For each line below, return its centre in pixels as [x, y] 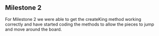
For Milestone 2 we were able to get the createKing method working [73, 19]
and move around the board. [34, 29]
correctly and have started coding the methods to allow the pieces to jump [80, 24]
